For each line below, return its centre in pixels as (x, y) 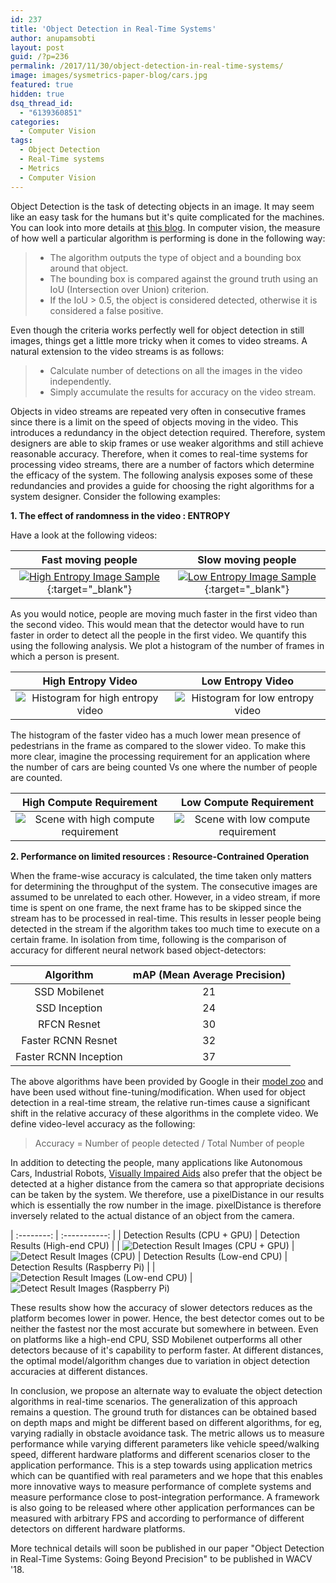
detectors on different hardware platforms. (98, 1528)
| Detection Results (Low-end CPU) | (212, 1256)
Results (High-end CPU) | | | (152, 1245)
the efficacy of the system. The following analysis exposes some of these (161, 475)
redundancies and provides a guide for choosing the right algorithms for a (162, 485)
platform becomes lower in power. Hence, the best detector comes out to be (167, 1318)
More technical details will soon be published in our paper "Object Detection (167, 1548)
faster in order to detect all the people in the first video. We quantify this (158, 635)
